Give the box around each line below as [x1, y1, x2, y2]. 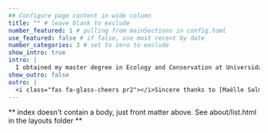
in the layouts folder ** [8, 116, 83, 126]
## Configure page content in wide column [8, 11, 152, 20]
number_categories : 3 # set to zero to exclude [8, 41, 170, 49]
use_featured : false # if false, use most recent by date [8, 33, 205, 42]
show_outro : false [8, 71, 69, 79]
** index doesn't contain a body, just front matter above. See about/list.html [8, 108, 257, 117]
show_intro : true [8, 49, 66, 57]
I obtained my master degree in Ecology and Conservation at [15, 64, 223, 72]
